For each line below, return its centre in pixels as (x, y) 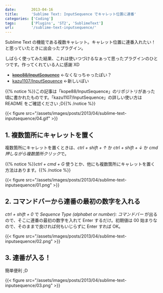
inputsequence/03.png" (29, 285)
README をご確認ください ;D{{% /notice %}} (50, 104)
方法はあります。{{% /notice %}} (38, 170)
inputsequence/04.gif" (28, 119)
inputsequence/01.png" (28, 185)
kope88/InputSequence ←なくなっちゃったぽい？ (62, 75)
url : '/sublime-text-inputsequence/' (51, 28)
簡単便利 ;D (17, 270)
